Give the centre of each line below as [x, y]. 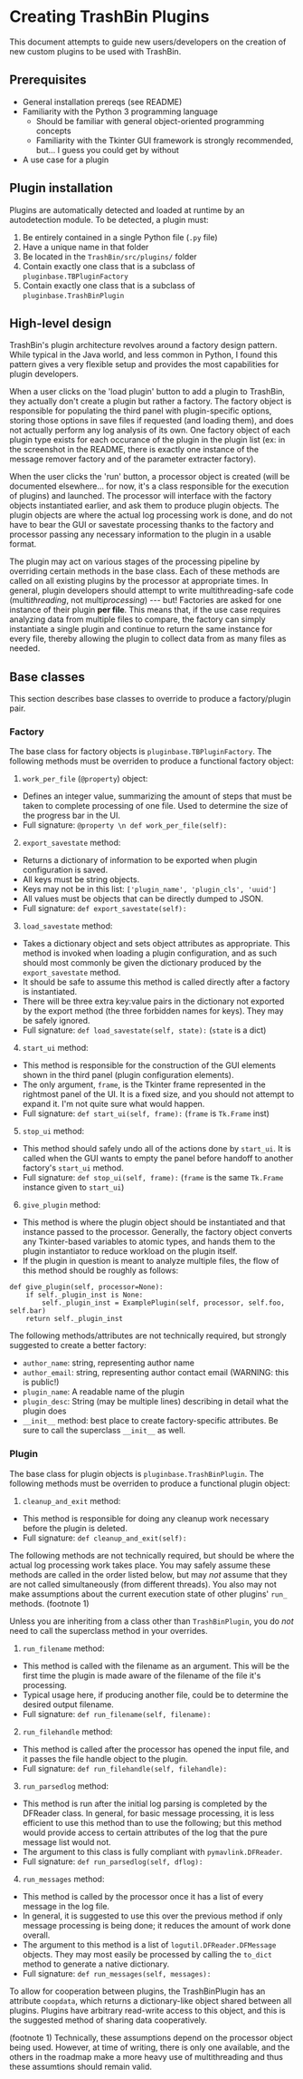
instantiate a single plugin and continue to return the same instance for [141, 629]
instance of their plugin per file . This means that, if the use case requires [145, 610]
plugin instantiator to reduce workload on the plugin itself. [130, 1251]
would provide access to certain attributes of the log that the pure [145, 1832]
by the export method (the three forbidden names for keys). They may [153, 1011]
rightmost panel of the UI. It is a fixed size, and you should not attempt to [158, 1094]
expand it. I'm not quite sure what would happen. [114, 1104]
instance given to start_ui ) [73, 1187]
